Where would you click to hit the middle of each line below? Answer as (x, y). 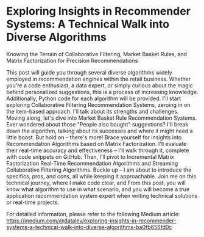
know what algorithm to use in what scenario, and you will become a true (98, 189)
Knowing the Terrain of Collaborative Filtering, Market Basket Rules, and (97, 54)
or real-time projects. (33, 202)
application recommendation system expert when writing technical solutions (102, 195)
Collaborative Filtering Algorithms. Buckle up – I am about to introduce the (99, 170)
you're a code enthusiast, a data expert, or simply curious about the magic (100, 85)
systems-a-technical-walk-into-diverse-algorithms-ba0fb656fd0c (89, 227)
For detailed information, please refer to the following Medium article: (93, 214)
